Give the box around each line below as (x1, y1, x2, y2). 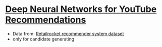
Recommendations (5, 14, 86, 25)
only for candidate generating (12, 36, 75, 42)
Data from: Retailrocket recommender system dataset (12, 30, 124, 36)
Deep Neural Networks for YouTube (5, 3, 157, 15)
